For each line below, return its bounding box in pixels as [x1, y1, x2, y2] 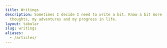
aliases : [5, 30, 23, 35]
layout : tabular [5, 21, 39, 26]
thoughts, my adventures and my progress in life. [9, 16, 117, 21]
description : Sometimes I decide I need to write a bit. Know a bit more [5, 12, 162, 17]
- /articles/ [9, 35, 37, 40]
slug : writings [5, 26, 37, 31]
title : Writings [5, 7, 39, 12]
